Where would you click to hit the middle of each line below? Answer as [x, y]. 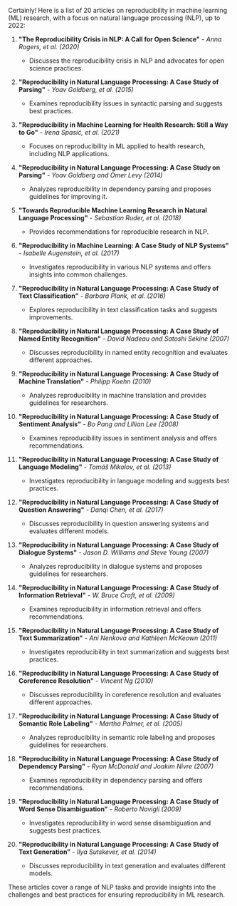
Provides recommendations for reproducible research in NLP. [119, 232]
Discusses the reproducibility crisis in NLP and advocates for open [127, 61]
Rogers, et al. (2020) [49, 47]
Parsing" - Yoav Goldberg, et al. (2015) [76, 89]
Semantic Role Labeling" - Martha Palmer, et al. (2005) [100, 724]
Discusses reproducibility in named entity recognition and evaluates [128, 352]
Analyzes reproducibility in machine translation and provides [118, 395]
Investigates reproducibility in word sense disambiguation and [120, 823]
